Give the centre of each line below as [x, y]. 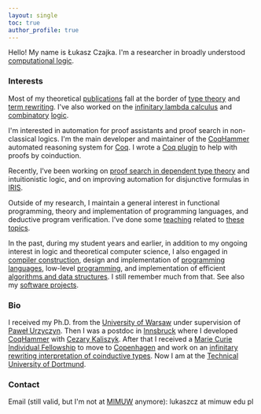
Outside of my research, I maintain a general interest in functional [114, 202]
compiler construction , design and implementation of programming [117, 260]
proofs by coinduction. [45, 155]
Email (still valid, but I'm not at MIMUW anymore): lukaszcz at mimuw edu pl [131, 401]
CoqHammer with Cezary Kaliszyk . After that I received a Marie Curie [120, 338]
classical [22, 139]
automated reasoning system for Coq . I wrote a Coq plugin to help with [123, 147]
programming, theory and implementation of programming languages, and [129, 211]
